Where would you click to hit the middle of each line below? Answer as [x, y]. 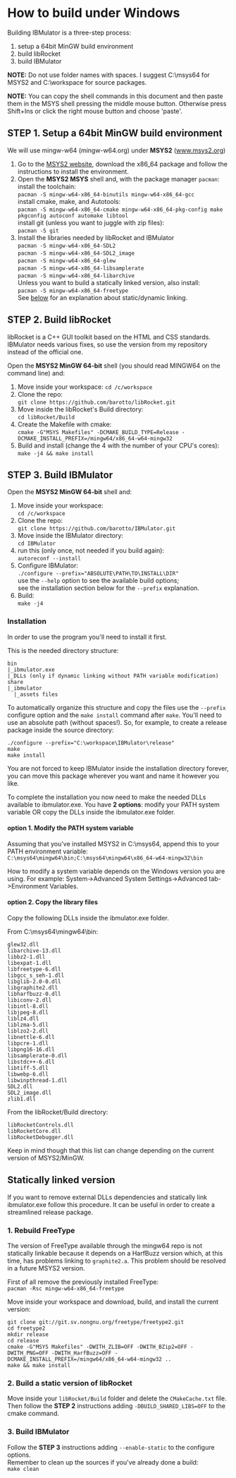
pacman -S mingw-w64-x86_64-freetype [73, 291]
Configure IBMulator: [48, 565]
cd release [23, 1341]
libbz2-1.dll [26, 957]
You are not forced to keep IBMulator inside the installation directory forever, [118, 768]
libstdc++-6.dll [31, 1062]
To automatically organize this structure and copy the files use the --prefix [117, 707]
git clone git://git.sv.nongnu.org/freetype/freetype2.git [96, 1322]
